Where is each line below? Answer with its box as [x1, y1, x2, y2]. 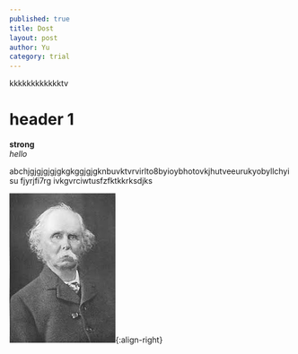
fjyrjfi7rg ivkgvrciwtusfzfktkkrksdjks [20, 176, 153, 186]
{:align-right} [115, 334, 163, 345]
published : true [9, 14, 70, 23]
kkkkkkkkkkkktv [9, 78, 69, 89]
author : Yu [9, 43, 50, 52]
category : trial [9, 52, 70, 62]
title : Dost [9, 23, 54, 33]
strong [9, 139, 35, 150]
